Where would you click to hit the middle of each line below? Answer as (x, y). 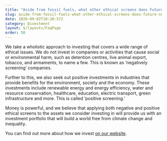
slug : (11, 14)
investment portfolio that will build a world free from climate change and (79, 118)
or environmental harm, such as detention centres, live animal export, (76, 57)
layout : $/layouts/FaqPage (33, 28)
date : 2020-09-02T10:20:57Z (34, 19)
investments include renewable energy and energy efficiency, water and (79, 88)
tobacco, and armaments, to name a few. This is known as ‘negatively (76, 63)
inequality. (16, 124)
